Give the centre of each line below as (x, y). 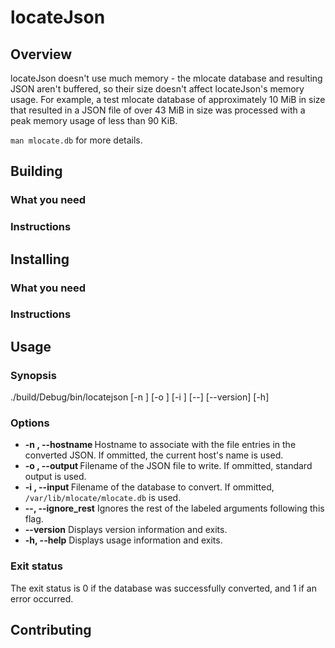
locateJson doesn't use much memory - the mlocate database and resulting (166, 78)
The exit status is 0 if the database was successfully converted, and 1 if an (163, 588)
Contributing (51, 630)
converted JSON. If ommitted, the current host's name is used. (154, 455)
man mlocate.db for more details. (76, 140)
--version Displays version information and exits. (126, 530)
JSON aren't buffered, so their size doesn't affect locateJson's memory (157, 89)
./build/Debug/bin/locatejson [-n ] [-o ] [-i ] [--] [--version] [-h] (140, 397)
